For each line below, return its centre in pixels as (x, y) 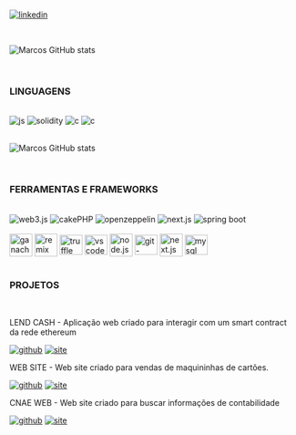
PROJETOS (35, 285)
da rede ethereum (43, 332)
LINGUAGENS (40, 91)
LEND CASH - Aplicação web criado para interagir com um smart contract (148, 322)
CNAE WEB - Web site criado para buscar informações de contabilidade (145, 402)
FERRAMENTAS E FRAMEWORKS (84, 190)
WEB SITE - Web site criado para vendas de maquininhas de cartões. (139, 367)
